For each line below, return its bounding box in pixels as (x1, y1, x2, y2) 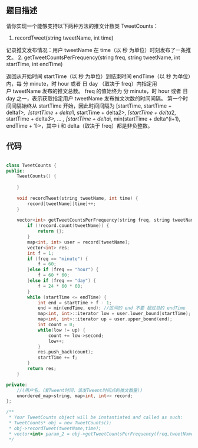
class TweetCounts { (6, 162, 57, 168)
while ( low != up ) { (37, 327, 85, 333)
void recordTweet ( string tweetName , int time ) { (16, 195, 138, 201)
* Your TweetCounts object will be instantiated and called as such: (8, 414, 183, 421)
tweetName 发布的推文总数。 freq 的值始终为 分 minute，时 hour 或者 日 (12, 87, 189, 95)
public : (6, 168, 25, 174)
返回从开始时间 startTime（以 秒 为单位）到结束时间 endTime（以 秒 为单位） (6, 73, 191, 80)
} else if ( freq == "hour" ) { (27, 267, 99, 273)
